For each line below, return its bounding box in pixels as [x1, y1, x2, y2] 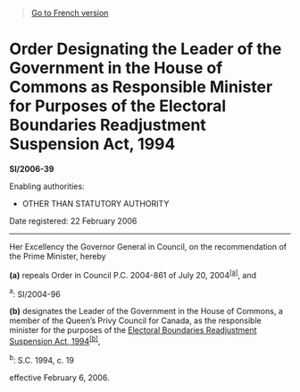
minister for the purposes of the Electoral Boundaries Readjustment [9, 325, 257, 336]
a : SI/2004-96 [9, 286, 61, 299]
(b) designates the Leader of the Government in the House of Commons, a [9, 306, 283, 317]
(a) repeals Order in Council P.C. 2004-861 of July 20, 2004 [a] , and [9, 268, 257, 280]
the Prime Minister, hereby [9, 251, 106, 261]
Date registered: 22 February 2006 [9, 215, 137, 226]
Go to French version [30, 8, 109, 18]
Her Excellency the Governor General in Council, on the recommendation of [9, 241, 287, 251]
